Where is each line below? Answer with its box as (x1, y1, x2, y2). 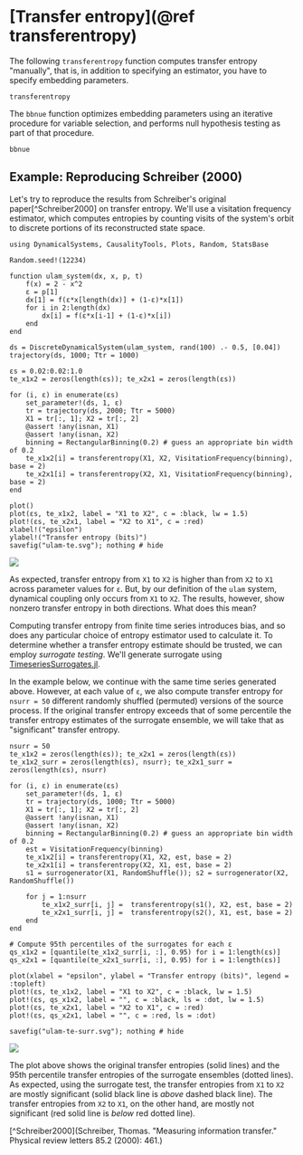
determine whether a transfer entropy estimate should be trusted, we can (9, 639, 283, 650)
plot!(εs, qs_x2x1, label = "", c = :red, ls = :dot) (9, 1011, 217, 1020)
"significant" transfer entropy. (9, 724, 120, 735)
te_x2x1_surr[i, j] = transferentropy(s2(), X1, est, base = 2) (42, 908, 294, 917)
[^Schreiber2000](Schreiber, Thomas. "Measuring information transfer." (9, 1125, 278, 1136)
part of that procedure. (9, 127, 95, 138)
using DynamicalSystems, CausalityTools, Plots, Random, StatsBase (9, 240, 270, 249)
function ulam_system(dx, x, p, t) (9, 272, 144, 281)
